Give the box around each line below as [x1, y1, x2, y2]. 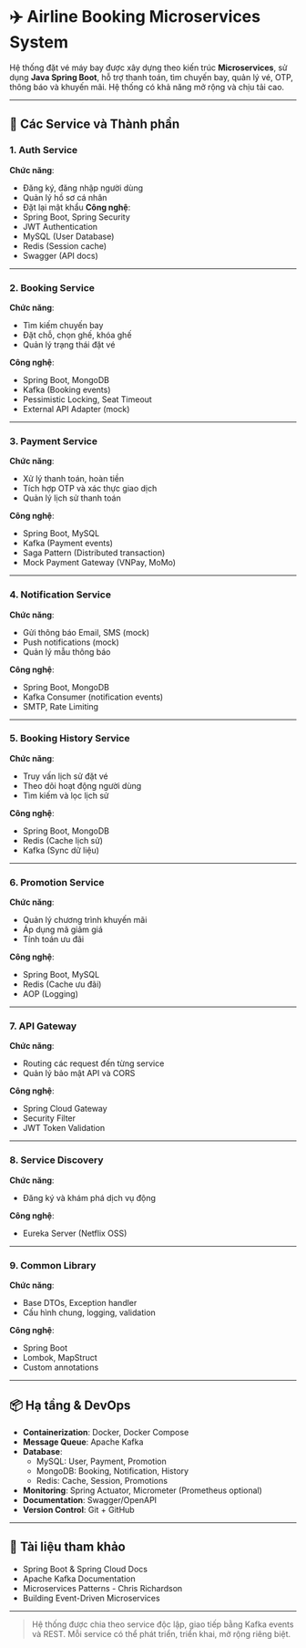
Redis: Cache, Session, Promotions [36, 1475, 168, 1486]
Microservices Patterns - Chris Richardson [22, 1582, 183, 1593]
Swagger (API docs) [22, 250, 98, 261]
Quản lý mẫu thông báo [22, 646, 111, 657]
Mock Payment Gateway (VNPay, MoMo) [22, 557, 176, 568]
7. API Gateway [9, 1020, 77, 1032]
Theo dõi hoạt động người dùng [22, 780, 142, 791]
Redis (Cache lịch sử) [22, 834, 103, 845]
